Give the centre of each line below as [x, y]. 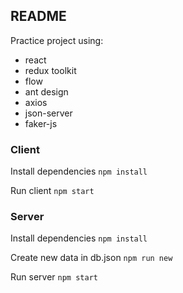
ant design [46, 91]
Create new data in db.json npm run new [91, 258]
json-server [48, 113]
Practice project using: [57, 40]
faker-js [41, 123]
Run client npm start [52, 191]
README [38, 16]
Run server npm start [54, 277]
